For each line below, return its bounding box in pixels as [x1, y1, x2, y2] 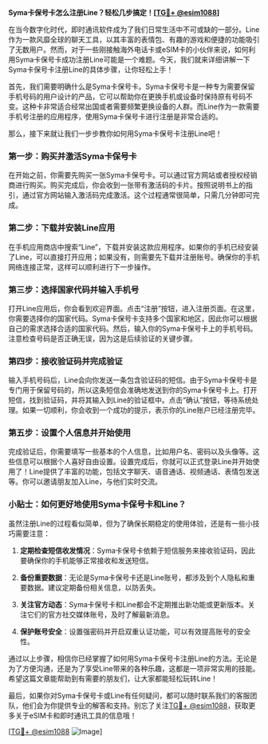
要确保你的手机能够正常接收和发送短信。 [19, 555, 153, 565]
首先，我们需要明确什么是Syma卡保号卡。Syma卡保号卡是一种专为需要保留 [8, 82, 255, 91]
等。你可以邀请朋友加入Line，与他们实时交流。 [8, 477, 162, 486]
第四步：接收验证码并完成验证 [8, 355, 124, 366]
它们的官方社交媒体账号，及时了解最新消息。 [26, 610, 174, 619]
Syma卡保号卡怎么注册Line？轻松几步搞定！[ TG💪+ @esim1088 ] [8, 8, 220, 17]
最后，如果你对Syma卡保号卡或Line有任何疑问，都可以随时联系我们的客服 [8, 690, 250, 700]
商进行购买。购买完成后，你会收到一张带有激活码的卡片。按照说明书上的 [8, 180, 246, 190]
